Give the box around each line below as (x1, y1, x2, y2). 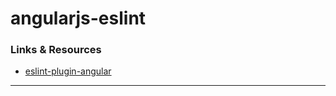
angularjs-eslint (10, 7, 147, 30)
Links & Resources (10, 43, 102, 57)
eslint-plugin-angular (24, 65, 112, 77)
